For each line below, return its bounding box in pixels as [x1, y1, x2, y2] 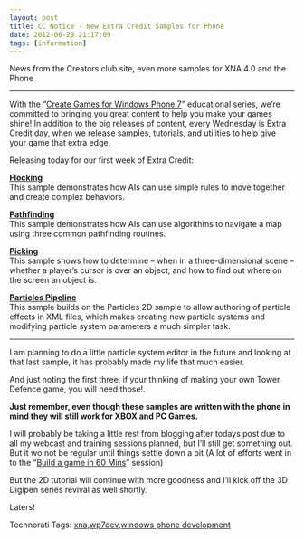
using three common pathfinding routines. [9, 228, 166, 240]
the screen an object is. [9, 275, 97, 286]
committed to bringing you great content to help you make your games [9, 109, 273, 119]
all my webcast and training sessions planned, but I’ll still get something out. [9, 438, 293, 449]
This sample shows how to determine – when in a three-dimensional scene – [9, 255, 294, 267]
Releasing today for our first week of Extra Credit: [9, 155, 195, 165]
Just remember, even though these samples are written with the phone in [9, 402, 290, 412]
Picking [9, 246, 39, 257]
